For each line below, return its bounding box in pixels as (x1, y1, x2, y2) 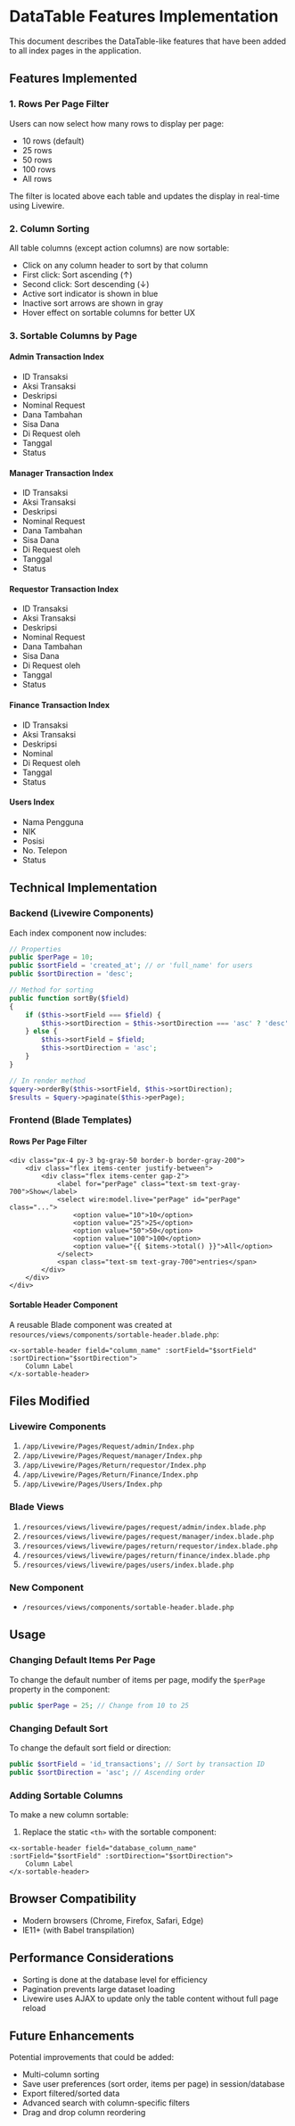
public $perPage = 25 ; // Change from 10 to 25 (9, 1701, 190, 1710)
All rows (21, 173, 53, 184)
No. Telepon (21, 845, 68, 855)
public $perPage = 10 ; (9, 952, 94, 962)
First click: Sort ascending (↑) (21, 269, 133, 280)
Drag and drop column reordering (21, 2107, 146, 2118)
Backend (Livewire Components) (9, 907, 154, 919)
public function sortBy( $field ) (9, 993, 129, 1002)
